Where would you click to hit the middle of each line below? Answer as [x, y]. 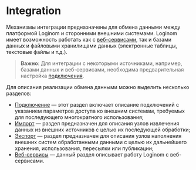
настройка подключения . [52, 76]
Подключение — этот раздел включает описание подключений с [97, 104]
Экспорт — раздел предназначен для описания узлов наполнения [98, 135]
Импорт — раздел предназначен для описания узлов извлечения [97, 123]
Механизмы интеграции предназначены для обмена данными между [93, 27]
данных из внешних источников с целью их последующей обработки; [102, 130]
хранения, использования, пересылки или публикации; [84, 148]
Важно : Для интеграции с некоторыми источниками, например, [101, 63]
